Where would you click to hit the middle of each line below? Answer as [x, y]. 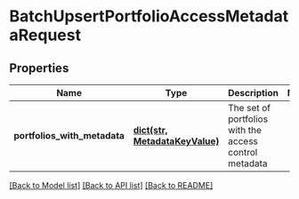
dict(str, [150, 130]
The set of [250, 108]
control [243, 152]
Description [253, 93]
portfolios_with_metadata [69, 135]
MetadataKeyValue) [176, 141]
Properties [39, 68]
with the [245, 130]
